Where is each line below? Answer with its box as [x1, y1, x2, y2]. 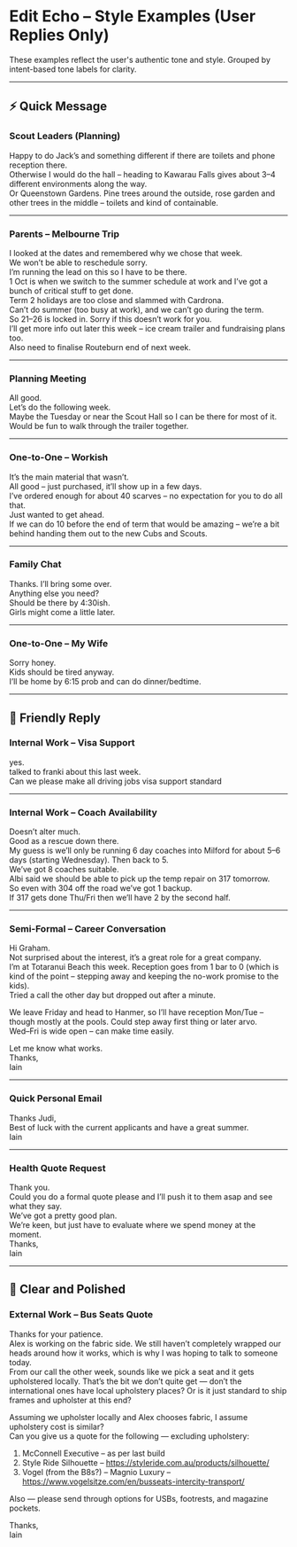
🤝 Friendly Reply [9, 710, 102, 725]
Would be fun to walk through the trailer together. [9, 421, 189, 432]
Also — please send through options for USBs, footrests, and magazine [9, 1493, 269, 1504]
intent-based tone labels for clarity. [9, 64, 137, 74]
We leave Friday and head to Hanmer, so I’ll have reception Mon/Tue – [9, 1007, 264, 1018]
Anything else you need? [9, 588, 100, 598]
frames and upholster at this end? [9, 1395, 132, 1405]
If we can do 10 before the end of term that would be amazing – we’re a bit [9, 519, 280, 529]
